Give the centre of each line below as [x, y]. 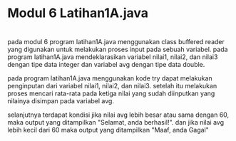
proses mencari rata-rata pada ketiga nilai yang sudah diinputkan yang [111, 93]
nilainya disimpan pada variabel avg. [61, 101]
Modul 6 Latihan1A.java [78, 13]
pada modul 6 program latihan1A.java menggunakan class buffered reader [116, 42]
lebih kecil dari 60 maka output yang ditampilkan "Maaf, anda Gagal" [108, 130]
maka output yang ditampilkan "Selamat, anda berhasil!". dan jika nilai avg [116, 122]
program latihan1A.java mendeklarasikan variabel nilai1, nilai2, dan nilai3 [113, 57]
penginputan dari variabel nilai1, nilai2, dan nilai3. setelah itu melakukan [112, 86]
